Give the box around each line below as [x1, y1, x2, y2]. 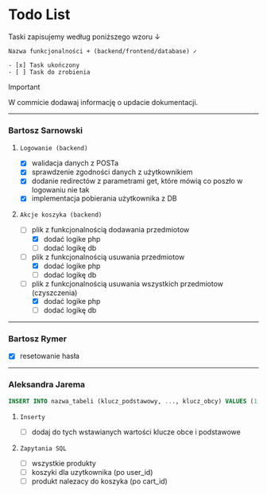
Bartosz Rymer [8, 333, 68, 344]
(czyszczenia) [31, 288, 78, 298]
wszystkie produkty [31, 458, 97, 468]
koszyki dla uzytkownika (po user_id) [31, 467, 153, 476]
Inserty [19, 413, 45, 421]
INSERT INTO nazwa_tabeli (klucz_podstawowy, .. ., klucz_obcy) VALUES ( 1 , [8, 397, 261, 405]
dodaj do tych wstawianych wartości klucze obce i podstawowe [31, 427, 241, 437]
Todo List [8, 6, 71, 24]
